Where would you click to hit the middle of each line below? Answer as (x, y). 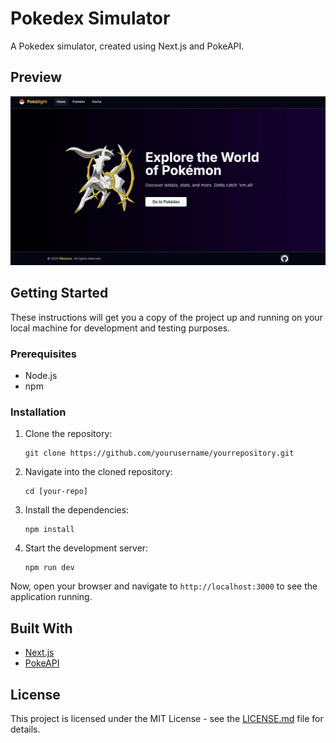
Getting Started (59, 293)
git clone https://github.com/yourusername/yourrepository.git (159, 453)
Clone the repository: (68, 434)
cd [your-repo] (56, 492)
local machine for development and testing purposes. (120, 328)
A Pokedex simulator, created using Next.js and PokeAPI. (127, 46)
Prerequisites (43, 354)
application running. (51, 597)
